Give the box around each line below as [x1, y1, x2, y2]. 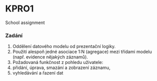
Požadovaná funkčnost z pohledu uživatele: [12, 59, 104, 65]
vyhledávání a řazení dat [12, 70, 64, 76]
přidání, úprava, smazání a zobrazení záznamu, [12, 64, 111, 70]
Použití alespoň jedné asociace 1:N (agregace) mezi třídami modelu [12, 48, 152, 55]
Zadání [5, 32, 23, 39]
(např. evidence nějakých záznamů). [12, 54, 88, 60]
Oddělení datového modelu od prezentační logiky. [12, 43, 116, 49]
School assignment [5, 19, 45, 25]
